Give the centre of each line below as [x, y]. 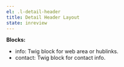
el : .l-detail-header [34, 12]
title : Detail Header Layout [43, 17]
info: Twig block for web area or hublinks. [67, 51]
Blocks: [16, 40]
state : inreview [27, 23]
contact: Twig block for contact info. [60, 58]
